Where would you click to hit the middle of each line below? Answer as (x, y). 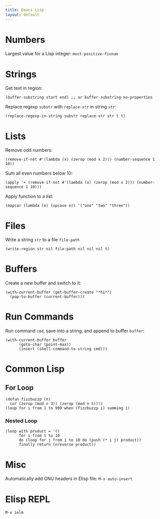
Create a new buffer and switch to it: (43, 283)
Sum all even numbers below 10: (39, 173)
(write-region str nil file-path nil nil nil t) (57, 249)
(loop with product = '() (32, 431)
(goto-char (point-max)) (45, 345)
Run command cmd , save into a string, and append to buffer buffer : (75, 331)
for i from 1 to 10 (39, 436)
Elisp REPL (28, 499)
